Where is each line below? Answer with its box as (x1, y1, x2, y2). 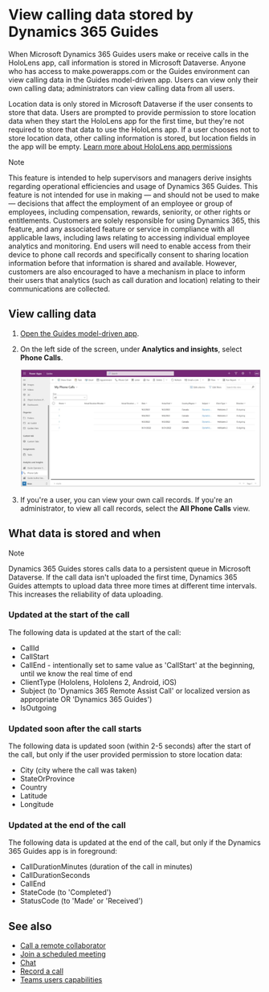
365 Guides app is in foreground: (8, 846, 118, 856)
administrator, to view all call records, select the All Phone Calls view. (19, 503, 251, 513)
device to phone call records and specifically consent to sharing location (8, 249, 249, 259)
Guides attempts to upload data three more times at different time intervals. (8, 580, 257, 590)
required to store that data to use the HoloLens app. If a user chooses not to (8, 125, 259, 134)
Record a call (19, 966, 64, 976)
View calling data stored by (8, 6, 194, 24)
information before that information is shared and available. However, (8, 258, 237, 268)
